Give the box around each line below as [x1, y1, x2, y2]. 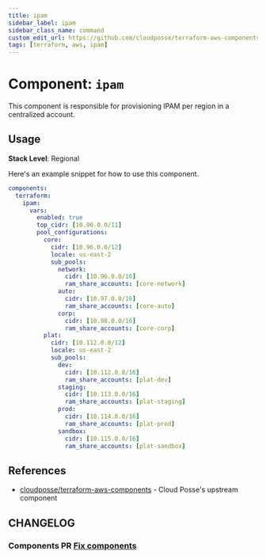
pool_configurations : [36, 229, 108, 237]
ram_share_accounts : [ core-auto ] [64, 302, 176, 310]
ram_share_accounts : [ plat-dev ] [64, 375, 172, 384]
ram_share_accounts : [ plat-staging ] [64, 397, 186, 406]
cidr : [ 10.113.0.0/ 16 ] [64, 390, 140, 398]
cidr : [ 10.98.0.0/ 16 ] [64, 317, 136, 325]
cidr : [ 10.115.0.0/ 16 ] [64, 435, 140, 443]
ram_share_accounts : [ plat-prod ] [64, 420, 176, 428]
